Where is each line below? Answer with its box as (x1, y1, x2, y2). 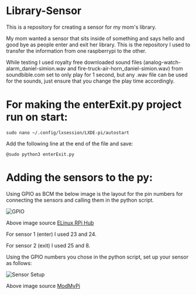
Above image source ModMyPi (6, 282, 81, 289)
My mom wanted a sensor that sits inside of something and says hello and (6, 35, 185, 42)
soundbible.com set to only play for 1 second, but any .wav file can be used (6, 71, 188, 78)
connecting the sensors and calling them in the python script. (6, 196, 154, 204)
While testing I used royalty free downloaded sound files (6, 59, 142, 66)
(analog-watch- (143, 59, 181, 66)
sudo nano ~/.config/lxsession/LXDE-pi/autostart (6, 130, 130, 135)
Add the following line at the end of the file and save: (6, 140, 133, 147)
